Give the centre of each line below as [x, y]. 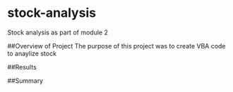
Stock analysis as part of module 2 [58, 32]
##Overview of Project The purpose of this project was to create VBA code [116, 46]
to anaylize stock [32, 53]
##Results [22, 67]
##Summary [25, 80]
